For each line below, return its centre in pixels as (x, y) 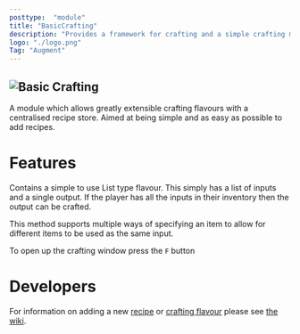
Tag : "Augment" (37, 51)
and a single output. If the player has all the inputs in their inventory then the (150, 197)
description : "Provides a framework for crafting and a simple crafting (147, 34)
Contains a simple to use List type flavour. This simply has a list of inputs (143, 187)
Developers (53, 287)
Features (43, 163)
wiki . (18, 321)
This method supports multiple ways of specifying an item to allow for (137, 224)
